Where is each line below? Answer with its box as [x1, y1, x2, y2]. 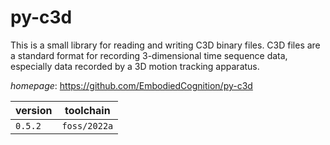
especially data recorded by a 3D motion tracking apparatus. [10, 60, 260, 72]
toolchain [64, 103, 111, 117]
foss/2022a [61, 120, 114, 131]
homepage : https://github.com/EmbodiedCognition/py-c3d [10, 79, 253, 91]
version [15, 103, 53, 117]
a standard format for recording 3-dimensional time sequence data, [10, 49, 288, 61]
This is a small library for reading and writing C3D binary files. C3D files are [10, 39, 321, 51]
